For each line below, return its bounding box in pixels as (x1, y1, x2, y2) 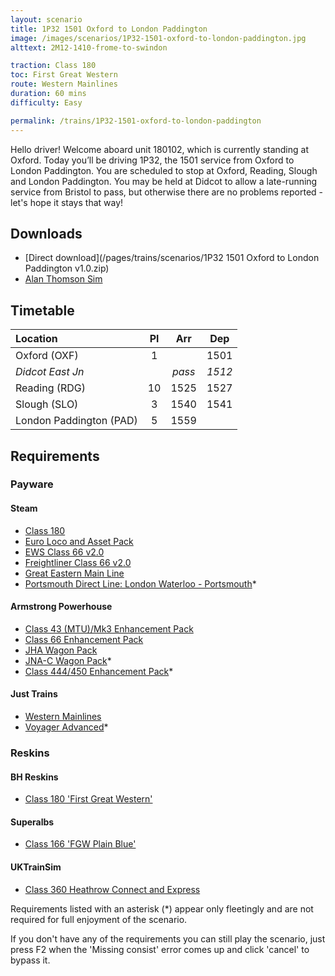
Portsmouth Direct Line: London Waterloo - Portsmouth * (24, 577, 257, 590)
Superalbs (10, 816, 55, 828)
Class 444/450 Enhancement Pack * (24, 665, 174, 677)
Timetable (10, 302, 75, 319)
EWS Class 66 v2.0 (24, 546, 105, 558)
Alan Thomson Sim (24, 273, 103, 285)
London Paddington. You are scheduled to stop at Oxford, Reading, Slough (10, 164, 318, 176)
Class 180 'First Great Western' (24, 793, 153, 805)
